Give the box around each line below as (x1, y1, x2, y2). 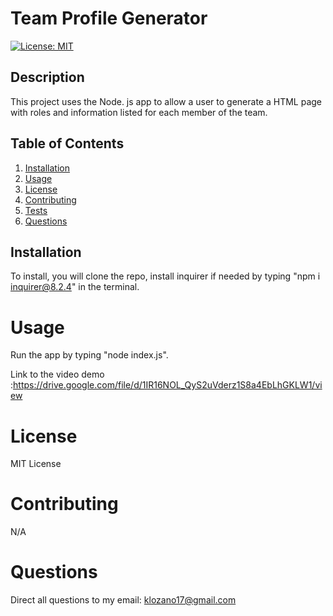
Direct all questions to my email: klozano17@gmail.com (10, 594, 237, 606)
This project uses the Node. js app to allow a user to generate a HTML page (10, 95, 323, 107)
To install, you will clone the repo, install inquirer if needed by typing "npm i (10, 270, 321, 282)
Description (10, 69, 85, 86)
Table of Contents (10, 135, 125, 152)
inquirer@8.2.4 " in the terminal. (10, 281, 140, 293)
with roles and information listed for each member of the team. (10, 106, 268, 118)
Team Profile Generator (10, 7, 208, 30)
